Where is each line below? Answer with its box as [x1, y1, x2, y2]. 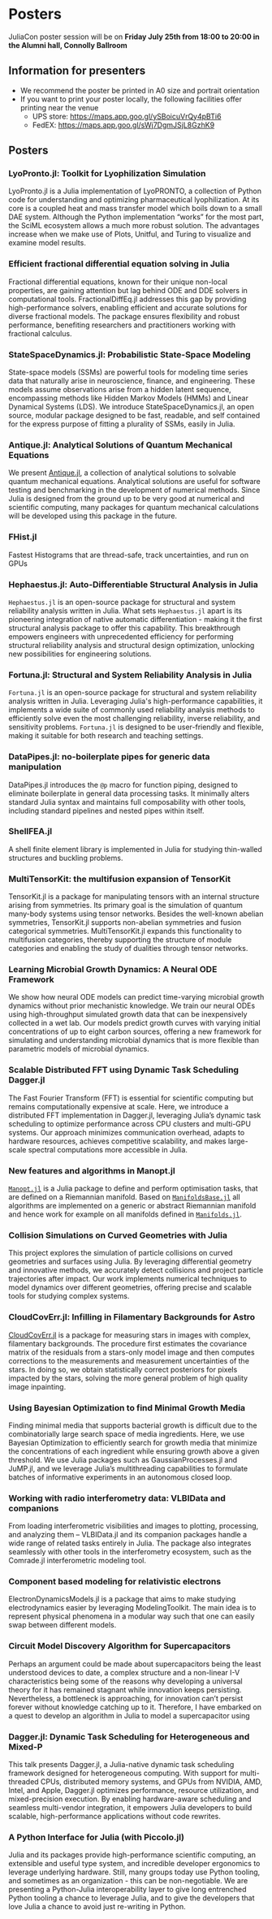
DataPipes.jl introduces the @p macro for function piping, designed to [8, 780, 238, 789]
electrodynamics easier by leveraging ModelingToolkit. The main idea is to [8, 1603, 257, 1613]
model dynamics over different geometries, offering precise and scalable [8, 1282, 253, 1292]
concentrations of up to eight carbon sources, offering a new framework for [8, 1026, 262, 1036]
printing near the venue [19, 102, 99, 112]
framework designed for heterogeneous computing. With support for [8, 1768, 239, 1779]
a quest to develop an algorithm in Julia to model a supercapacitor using [8, 1710, 250, 1720]
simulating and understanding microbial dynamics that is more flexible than [8, 1035, 260, 1045]
